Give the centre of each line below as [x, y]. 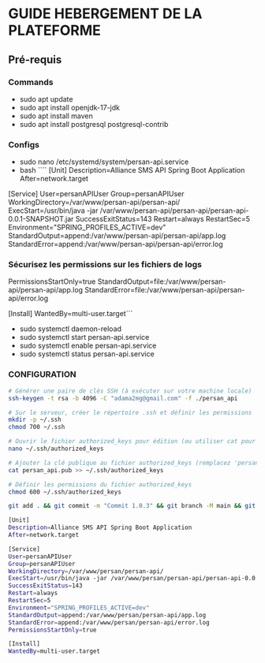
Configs [24, 144]
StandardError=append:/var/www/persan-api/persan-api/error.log [116, 244]
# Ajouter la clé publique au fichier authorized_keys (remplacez [119, 463]
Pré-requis [35, 60]
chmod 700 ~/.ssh [37, 427]
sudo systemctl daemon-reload [71, 329]
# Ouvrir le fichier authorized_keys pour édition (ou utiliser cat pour [132, 441]
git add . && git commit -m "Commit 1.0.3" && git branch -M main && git [132, 506]
